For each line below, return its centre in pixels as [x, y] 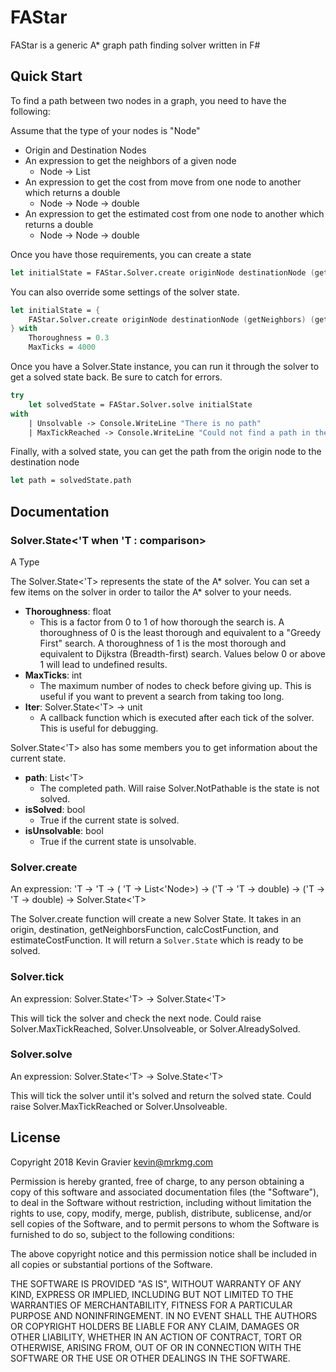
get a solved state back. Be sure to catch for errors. [116, 377]
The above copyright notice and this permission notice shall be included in [163, 1253]
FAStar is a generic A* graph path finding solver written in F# [135, 45]
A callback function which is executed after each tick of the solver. [177, 717]
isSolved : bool [55, 809]
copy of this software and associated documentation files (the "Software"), [165, 1192]
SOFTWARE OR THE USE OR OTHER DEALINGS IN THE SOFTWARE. [150, 1358]
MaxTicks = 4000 [62, 347]
